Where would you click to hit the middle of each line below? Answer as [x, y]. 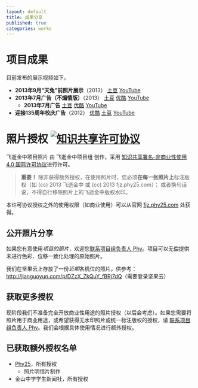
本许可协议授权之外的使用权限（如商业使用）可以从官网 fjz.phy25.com [92, 205]
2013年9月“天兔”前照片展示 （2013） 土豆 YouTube [78, 90]
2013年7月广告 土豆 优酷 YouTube [65, 105]
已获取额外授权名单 [41, 348]
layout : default [26, 12]
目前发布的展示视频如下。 [38, 78]
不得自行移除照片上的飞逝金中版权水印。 [81, 192]
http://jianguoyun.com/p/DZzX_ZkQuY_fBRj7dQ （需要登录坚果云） [88, 276]
